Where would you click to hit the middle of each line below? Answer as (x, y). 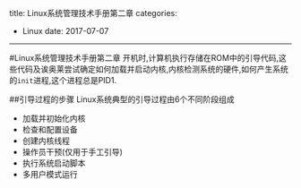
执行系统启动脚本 (54, 163)
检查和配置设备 (50, 129)
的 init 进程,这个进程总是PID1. (63, 80)
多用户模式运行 (50, 174)
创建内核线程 (46, 141)
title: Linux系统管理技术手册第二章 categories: (93, 13)
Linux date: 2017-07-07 (65, 31)
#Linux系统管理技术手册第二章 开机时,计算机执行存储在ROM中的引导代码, (144, 58)
